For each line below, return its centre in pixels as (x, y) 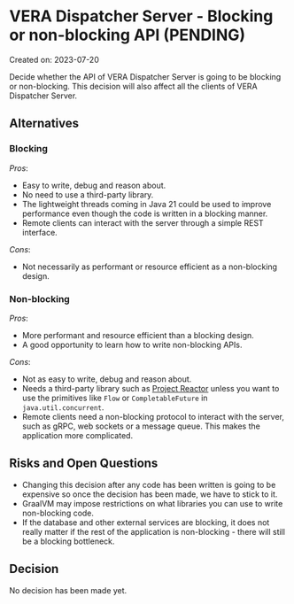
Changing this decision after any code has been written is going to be (149, 484)
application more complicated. (77, 435)
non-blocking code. (58, 513)
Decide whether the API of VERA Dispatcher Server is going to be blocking (145, 76)
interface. (39, 232)
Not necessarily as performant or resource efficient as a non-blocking (149, 267)
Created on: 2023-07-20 (54, 59)
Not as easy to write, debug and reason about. (107, 379)
